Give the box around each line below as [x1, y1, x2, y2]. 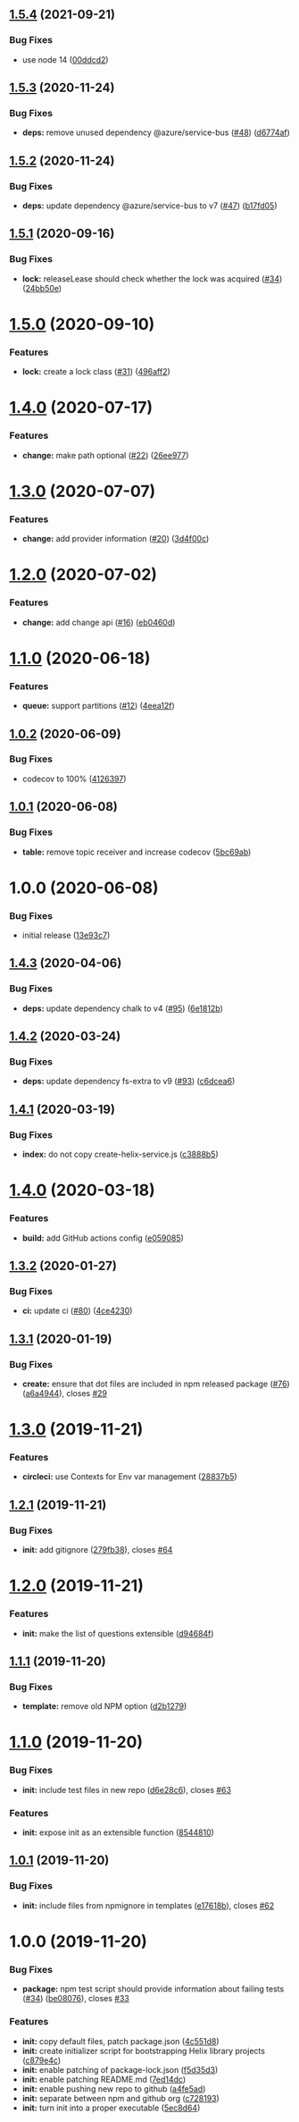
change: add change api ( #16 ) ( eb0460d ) [21, 617, 176, 627]
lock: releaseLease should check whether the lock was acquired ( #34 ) [21, 273, 283, 284]
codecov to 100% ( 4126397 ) [21, 773, 127, 784]
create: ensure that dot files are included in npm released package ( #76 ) [21, 1378, 290, 1389]
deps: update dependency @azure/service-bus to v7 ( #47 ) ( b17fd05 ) [21, 200, 278, 211]
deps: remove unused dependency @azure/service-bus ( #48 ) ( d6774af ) [21, 127, 290, 138]
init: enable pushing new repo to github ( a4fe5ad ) [21, 2083, 206, 2094]
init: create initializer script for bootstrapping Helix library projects [21, 2045, 266, 2056]
